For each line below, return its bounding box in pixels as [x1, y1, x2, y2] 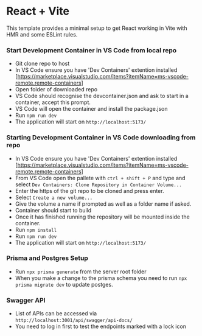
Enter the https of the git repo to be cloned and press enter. [15, 187, 164, 194]
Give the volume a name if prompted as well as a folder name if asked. [15, 200, 192, 208]
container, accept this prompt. [15, 99, 91, 106]
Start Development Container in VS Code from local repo [6, 46, 177, 54]
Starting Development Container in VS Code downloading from [6, 133, 196, 142]
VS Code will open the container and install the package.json [15, 105, 168, 113]
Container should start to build [15, 206, 92, 214]
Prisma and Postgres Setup [6, 254, 88, 262]
